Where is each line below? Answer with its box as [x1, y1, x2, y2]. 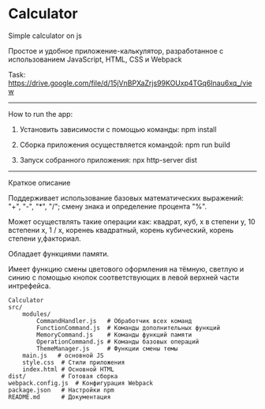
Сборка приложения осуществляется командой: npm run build [19, 140, 231, 149]
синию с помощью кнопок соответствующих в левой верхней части [8, 272, 239, 282]
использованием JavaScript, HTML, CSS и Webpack [8, 54, 182, 64]
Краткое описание [8, 178, 71, 187]
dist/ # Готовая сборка [8, 372, 118, 380]
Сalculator [8, 296, 44, 304]
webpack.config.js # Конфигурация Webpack [8, 379, 154, 387]
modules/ [22, 310, 51, 318]
